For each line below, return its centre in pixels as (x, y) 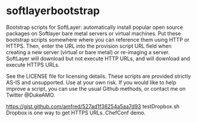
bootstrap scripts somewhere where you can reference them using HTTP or (98, 39)
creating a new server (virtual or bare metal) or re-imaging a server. (88, 52)
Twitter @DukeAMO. (31, 95)
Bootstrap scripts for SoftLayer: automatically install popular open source (95, 27)
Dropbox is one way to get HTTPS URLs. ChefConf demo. (76, 113)
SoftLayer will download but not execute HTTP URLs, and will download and (98, 58)
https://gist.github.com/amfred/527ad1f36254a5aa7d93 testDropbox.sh (93, 106)
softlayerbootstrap (53, 11)
